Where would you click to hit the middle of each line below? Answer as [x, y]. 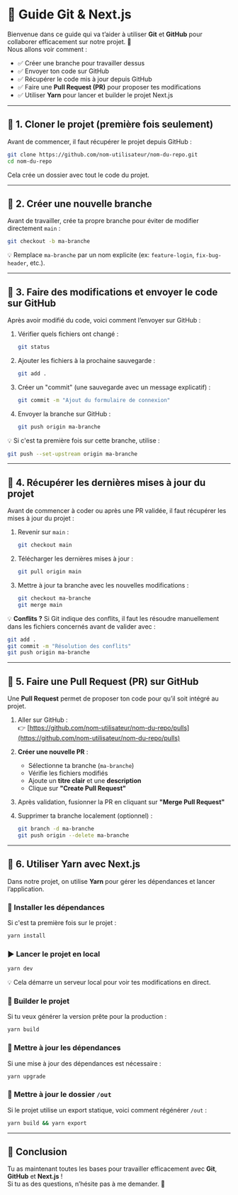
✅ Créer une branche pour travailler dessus [81, 63]
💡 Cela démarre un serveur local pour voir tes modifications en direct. [109, 983]
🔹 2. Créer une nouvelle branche [80, 204]
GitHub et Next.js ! [35, 1177]
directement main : [34, 228]
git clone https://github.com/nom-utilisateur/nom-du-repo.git [103, 155]
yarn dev [20, 969]
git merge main [40, 605]
